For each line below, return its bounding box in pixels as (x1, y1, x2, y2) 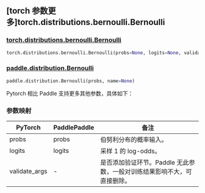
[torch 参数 (6, 5, 48, 16)
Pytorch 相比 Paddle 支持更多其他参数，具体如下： (6, 89, 134, 97)
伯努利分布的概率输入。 (100, 136, 168, 144)
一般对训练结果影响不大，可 (112, 167, 192, 176)
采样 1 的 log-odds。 (100, 147, 161, 155)
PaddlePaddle (53, 124, 95, 132)
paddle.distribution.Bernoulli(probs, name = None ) (6, 78, 135, 84)
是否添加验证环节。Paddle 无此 (100, 158, 189, 167)
